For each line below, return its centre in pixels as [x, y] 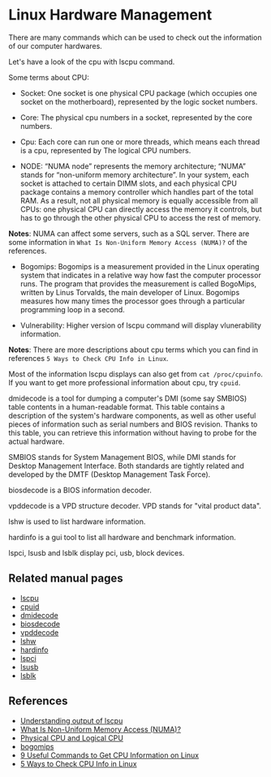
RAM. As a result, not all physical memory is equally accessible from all [139, 200]
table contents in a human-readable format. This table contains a [117, 406]
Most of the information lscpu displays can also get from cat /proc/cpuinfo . [136, 374]
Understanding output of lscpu [71, 720]
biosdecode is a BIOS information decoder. [80, 490]
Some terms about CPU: [49, 77]
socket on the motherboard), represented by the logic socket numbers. [139, 101]
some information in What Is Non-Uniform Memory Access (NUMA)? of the [128, 242]
